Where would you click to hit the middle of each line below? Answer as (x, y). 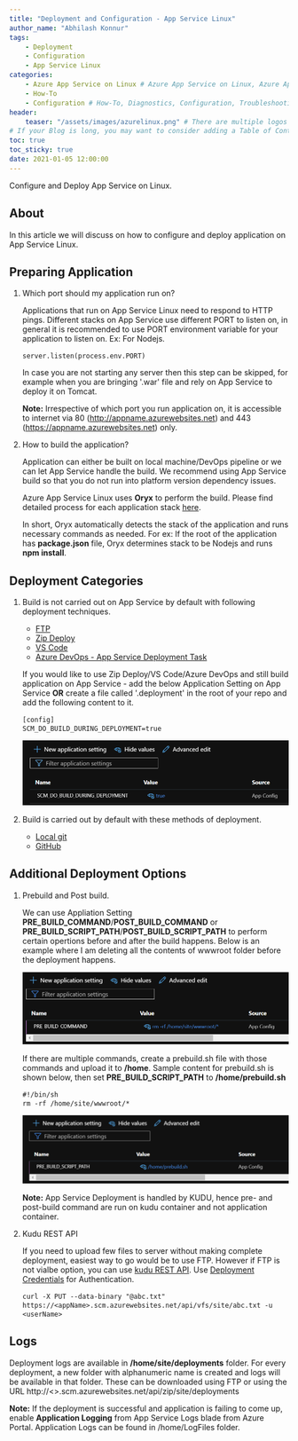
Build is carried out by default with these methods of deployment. (141, 819)
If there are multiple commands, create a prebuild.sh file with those (145, 1058)
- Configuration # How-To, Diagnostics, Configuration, (131, 103)
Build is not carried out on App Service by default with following (138, 602)
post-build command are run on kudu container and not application (145, 1207)
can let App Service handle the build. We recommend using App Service (154, 471)
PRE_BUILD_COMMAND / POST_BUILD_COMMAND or (120, 922)
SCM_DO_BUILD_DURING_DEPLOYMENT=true (92, 729)
